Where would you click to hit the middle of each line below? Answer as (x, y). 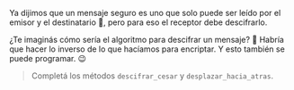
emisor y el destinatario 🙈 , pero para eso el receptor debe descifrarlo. (138, 22)
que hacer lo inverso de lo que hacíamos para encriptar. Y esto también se (147, 49)
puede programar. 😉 (48, 58)
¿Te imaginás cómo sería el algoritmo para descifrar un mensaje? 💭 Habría (147, 40)
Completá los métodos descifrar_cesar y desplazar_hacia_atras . (152, 76)
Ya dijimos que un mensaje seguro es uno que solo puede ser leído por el (145, 13)
